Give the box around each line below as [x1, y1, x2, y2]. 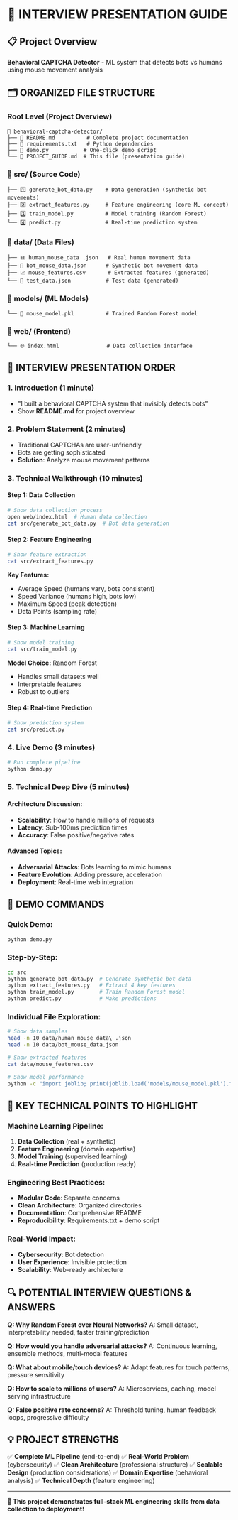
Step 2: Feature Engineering [7, 536, 92, 544]
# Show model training [7, 639, 74, 646]
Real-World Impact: [7, 1234, 76, 1244]
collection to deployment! [7, 1505, 85, 1514]
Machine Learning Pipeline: [7, 1121, 104, 1131]
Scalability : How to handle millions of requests [17, 815, 154, 824]
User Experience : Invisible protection [17, 1257, 127, 1266]
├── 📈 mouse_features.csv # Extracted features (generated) [7, 269, 210, 276]
